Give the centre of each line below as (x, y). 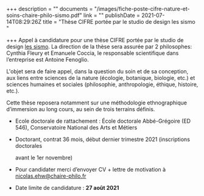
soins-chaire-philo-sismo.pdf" (44, 15)
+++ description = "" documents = (50, 9)
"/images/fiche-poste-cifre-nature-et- (142, 9)
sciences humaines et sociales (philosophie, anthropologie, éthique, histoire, (102, 84)
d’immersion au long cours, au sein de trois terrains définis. (81, 109)
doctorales (29, 146)
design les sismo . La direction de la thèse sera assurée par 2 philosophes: (99, 46)
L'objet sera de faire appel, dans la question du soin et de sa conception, (97, 71)
